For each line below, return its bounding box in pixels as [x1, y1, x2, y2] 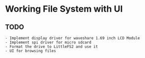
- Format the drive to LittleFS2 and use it [5, 44, 98, 49]
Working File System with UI [5, 3, 123, 15]
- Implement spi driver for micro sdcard [5, 40, 92, 45]
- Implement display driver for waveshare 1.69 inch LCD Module [5, 36, 140, 40]
